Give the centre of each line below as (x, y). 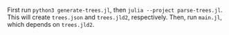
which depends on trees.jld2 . (51, 24)
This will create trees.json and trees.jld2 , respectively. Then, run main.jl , (115, 17)
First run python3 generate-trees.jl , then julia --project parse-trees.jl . (115, 10)
